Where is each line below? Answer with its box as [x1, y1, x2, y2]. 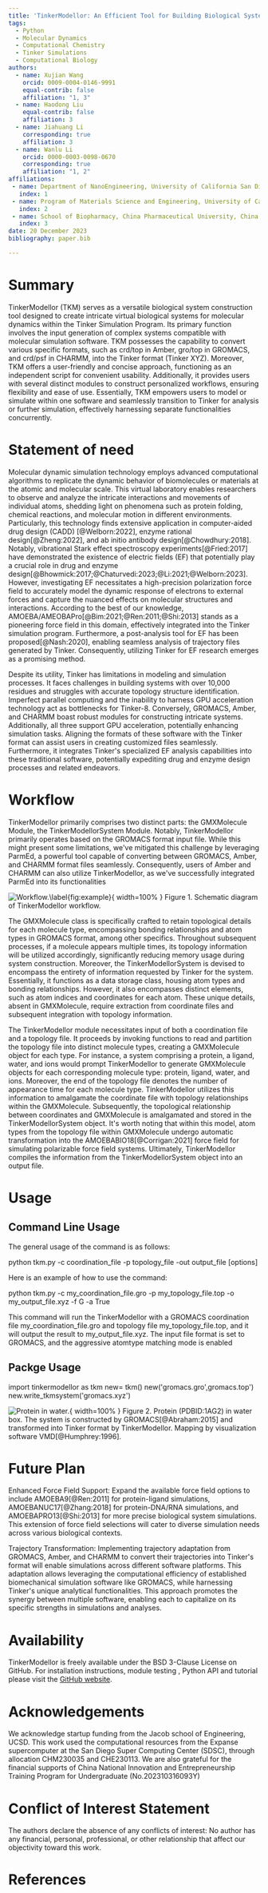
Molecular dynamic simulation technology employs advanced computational [8, 467, 259, 476]
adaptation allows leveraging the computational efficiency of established [8, 1569, 247, 1579]
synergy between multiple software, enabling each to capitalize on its [8, 1595, 237, 1605]
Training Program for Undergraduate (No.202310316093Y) [8, 1772, 201, 1781]
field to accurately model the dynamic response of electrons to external [8, 586, 243, 595]
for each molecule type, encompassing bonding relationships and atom [8, 925, 242, 934]
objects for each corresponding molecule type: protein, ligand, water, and [8, 1068, 250, 1077]
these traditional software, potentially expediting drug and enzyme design [8, 754, 251, 764]
